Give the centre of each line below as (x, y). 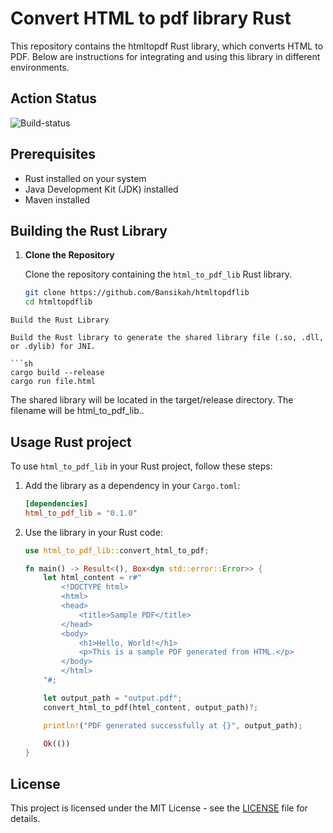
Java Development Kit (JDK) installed (101, 189)
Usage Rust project (71, 442)
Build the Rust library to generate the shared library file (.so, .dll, (167, 338)
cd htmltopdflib (58, 302)
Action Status (54, 98)
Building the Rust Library (89, 230)
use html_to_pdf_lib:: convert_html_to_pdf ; (117, 550)
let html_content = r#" (92, 578)
